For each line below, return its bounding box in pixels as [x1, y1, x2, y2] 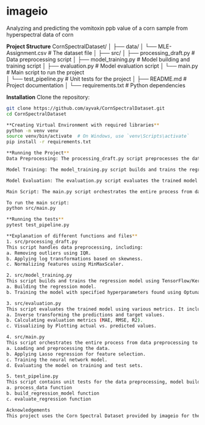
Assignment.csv [6, 49, 47, 56]
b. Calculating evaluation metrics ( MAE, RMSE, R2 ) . [6, 317, 143, 324]
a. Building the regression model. [6, 284, 97, 290]
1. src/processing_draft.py [6, 238, 78, 245]
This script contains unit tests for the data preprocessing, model [6, 379, 184, 385]
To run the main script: [6, 199, 70, 205]
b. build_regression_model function [6, 390, 99, 397]
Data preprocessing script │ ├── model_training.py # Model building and [6, 55, 190, 63]
